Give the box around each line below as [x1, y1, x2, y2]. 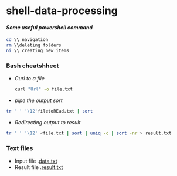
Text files [6, 144, 33, 152]
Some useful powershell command [6, 23, 93, 31]
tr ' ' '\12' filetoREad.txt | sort [6, 109, 93, 114]
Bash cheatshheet [6, 62, 59, 70]
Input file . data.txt [14, 157, 57, 165]
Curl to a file [14, 75, 45, 82]
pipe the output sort [14, 97, 63, 104]
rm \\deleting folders [6, 42, 62, 48]
